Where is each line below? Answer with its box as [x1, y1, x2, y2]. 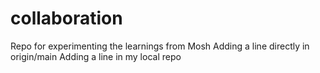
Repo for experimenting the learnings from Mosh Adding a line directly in [10, 40, 310, 52]
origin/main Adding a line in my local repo [10, 50, 182, 62]
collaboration [10, 7, 123, 30]
